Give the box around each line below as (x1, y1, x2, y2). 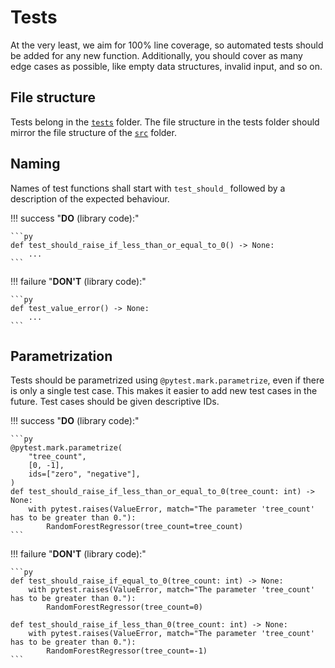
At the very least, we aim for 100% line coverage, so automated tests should (10, 39, 324, 51)
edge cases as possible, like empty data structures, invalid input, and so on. (10, 60, 323, 72)
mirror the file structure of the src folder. (10, 126, 177, 138)
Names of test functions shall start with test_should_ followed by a (10, 182, 286, 194)
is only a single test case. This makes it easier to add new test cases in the (10, 385, 318, 397)
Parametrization (10, 347, 113, 365)
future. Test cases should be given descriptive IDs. (10, 396, 220, 408)
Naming (10, 156, 61, 173)
